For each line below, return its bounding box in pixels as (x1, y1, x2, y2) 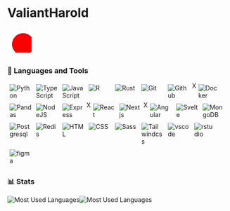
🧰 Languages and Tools (7, 65, 89, 75)
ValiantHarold (7, 5, 89, 21)
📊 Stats (7, 177, 35, 186)
